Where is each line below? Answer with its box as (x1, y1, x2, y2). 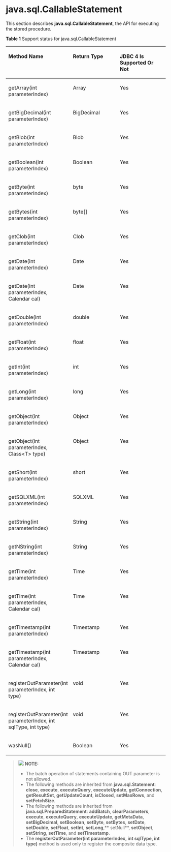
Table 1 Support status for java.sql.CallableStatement (6, 36, 116, 42)
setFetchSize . (25, 797, 56, 804)
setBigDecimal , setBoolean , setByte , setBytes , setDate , (25, 819, 146, 825)
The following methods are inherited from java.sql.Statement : (25, 781, 156, 787)
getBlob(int (8, 134, 35, 141)
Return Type (73, 52, 104, 59)
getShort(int (8, 469, 38, 476)
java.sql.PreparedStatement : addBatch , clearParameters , (25, 808, 150, 814)
